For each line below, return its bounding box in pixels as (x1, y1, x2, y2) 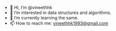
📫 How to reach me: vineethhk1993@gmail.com (9, 20, 109, 26)
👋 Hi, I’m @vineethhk (9, 5, 53, 10)
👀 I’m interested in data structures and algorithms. (9, 10, 112, 15)
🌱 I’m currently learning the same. (9, 15, 79, 20)
